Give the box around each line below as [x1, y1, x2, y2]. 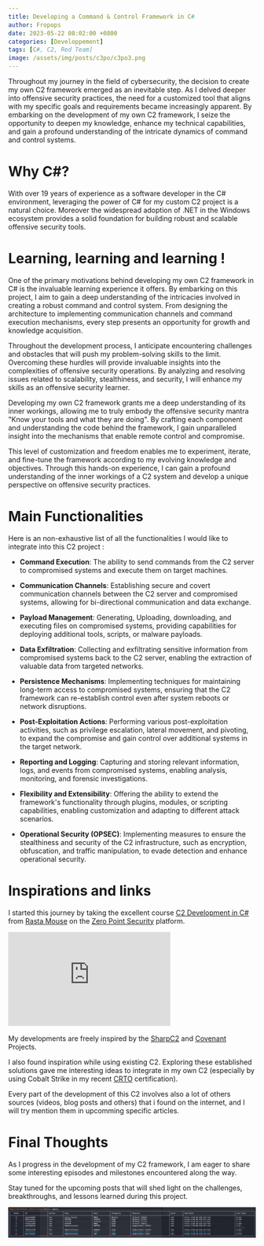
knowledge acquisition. [8, 325, 83, 335]
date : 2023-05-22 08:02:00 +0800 [8, 29, 118, 37]
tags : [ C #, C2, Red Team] [8, 46, 93, 54]
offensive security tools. [8, 222, 86, 231]
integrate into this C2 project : [8, 542, 104, 551]
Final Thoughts [8, 1133, 108, 1151]
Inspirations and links [8, 882, 152, 899]
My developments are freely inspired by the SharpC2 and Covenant [8, 1034, 226, 1043]
